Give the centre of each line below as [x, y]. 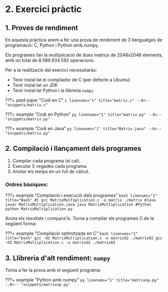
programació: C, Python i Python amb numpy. [52, 45]
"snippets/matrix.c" [27, 105]
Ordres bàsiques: [27, 184]
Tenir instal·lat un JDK [35, 85]
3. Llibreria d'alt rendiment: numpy [58, 258]
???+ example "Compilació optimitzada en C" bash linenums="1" [71, 233]
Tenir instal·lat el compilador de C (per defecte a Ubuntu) [71, 80]
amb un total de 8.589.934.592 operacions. [50, 60]
